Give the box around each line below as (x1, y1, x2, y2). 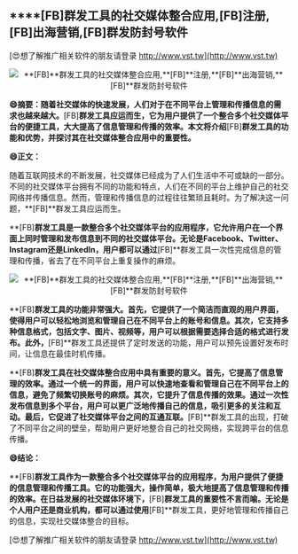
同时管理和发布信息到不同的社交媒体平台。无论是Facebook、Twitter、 (24, 233, 283, 244)
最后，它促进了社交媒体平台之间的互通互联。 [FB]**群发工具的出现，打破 (24, 411, 289, 422)
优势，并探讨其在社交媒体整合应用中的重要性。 (24, 132, 196, 143)
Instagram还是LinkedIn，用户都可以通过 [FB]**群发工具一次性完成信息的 (9, 244, 274, 254)
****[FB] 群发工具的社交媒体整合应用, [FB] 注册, (9, 8, 271, 24)
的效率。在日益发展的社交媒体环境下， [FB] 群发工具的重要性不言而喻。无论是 (9, 493, 289, 503)
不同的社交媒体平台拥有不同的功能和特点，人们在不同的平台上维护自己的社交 (9, 181, 289, 191)
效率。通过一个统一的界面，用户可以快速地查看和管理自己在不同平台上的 (24, 378, 289, 388)
